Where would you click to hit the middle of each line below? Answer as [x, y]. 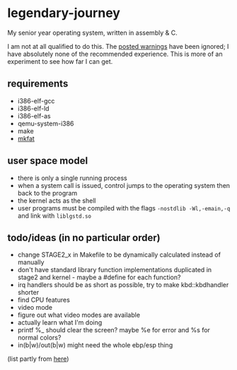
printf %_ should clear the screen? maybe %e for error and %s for [114, 330]
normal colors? [39, 337]
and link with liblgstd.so [54, 215]
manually [31, 262]
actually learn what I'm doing [60, 323]
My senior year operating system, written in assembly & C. [93, 33]
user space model [48, 161]
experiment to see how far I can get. [60, 61]
